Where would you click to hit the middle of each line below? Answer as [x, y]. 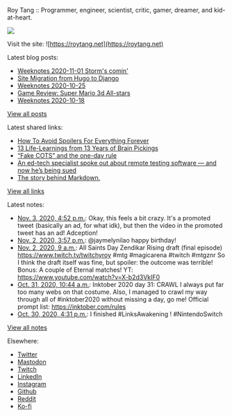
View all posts [27, 114]
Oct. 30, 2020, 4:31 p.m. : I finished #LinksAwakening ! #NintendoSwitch [120, 314]
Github [27, 391]
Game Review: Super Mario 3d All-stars [74, 93]
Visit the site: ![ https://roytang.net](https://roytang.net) [85, 44]
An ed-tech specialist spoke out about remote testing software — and [117, 163]
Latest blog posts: [33, 57]
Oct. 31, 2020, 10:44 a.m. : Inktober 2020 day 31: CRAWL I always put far [121, 285]
